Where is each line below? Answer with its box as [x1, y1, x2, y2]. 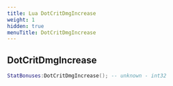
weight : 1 [7, 16, 36, 23]
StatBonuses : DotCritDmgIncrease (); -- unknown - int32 [7, 72, 167, 79]
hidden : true [7, 23, 44, 29]
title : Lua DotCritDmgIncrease [7, 10, 96, 17]
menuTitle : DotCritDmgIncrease [7, 29, 96, 36]
